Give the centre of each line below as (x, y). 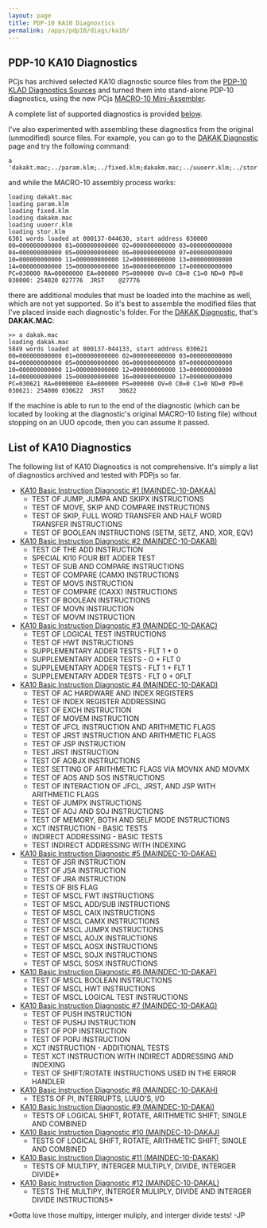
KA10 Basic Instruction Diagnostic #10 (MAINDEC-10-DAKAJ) (120, 1132)
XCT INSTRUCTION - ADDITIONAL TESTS (100, 1048)
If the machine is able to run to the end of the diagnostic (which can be (124, 405)
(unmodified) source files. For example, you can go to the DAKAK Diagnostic (133, 138)
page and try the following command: (70, 146)
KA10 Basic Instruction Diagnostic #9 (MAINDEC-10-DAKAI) (117, 1107)
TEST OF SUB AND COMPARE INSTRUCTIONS (108, 566)
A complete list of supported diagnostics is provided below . (105, 114)
